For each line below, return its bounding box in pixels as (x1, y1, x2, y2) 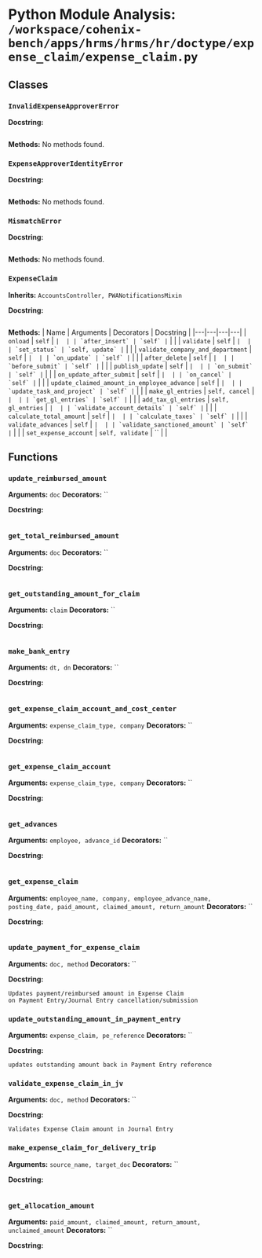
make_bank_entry (8, 647, 71, 655)
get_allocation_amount (8, 1201, 95, 1210)
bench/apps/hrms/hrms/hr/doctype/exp (8, 36, 255, 51)
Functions (8, 450, 59, 464)
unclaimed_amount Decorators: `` (8, 1226, 113, 1235)
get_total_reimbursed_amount (8, 532, 120, 541)
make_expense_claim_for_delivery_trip (8, 1143, 157, 1153)
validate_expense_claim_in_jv (8, 1079, 124, 1088)
